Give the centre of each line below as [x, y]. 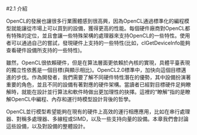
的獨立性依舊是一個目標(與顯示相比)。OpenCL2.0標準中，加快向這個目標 [94, 70]
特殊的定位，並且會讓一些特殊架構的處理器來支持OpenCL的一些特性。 [95, 36]
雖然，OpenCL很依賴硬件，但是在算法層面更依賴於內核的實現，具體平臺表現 [98, 63]
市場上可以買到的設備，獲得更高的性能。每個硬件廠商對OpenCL [108, 28]
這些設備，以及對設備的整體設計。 [47, 126]
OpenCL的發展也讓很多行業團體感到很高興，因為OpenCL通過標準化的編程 [95, 21]
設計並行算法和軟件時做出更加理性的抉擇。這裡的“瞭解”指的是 [111, 92]
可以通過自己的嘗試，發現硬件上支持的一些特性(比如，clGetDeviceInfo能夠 [101, 43]
